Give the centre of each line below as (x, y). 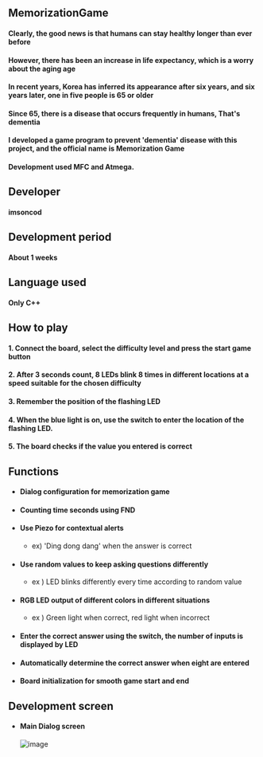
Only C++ (25, 303)
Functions (34, 471)
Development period (60, 237)
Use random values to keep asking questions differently (114, 564)
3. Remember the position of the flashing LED (85, 402)
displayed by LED (49, 645)
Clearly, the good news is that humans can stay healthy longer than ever (130, 33)
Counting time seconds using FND (77, 510)
